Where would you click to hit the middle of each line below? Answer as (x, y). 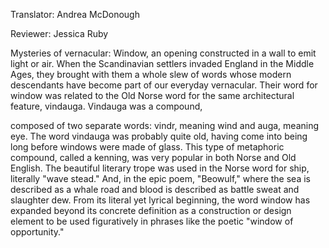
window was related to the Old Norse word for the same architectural (152, 95)
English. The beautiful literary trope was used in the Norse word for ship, (160, 168)
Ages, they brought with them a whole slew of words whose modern (151, 74)
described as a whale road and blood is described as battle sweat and (155, 189)
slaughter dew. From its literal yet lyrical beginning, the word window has (160, 200)
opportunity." (37, 232)
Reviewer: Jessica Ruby (59, 33)
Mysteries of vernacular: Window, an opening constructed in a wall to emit (163, 53)
